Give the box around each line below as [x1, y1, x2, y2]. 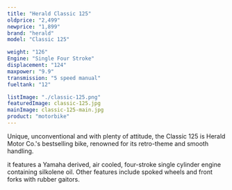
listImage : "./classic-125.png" [7, 93, 101, 101]
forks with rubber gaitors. [7, 175, 80, 183]
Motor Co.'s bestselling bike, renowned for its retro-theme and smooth [7, 139, 209, 148]
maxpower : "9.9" [7, 68, 54, 75]
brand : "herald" [7, 29, 54, 37]
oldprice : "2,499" [7, 17, 60, 24]
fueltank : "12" [7, 81, 51, 88]
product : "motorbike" [7, 113, 70, 120]
